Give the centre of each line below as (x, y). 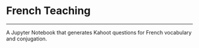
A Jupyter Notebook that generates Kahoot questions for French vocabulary (99, 32)
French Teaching (48, 11)
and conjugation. (27, 39)
